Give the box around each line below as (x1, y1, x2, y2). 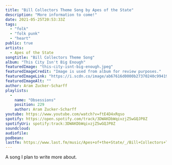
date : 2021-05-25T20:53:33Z (5, 17, 66, 22)
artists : (5, 45, 24, 50)
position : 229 (14, 102, 45, 107)
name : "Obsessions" (14, 97, 56, 102)
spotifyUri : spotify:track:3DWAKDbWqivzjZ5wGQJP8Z (5, 121, 116, 126)
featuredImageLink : (5, 74, 47, 79)
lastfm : (5, 140, 22, 145)
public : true (5, 41, 33, 46)
